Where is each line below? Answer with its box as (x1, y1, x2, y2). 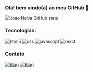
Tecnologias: (5, 27, 36, 34)
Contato (5, 50, 25, 57)
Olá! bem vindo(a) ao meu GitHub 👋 (5, 4, 89, 11)
